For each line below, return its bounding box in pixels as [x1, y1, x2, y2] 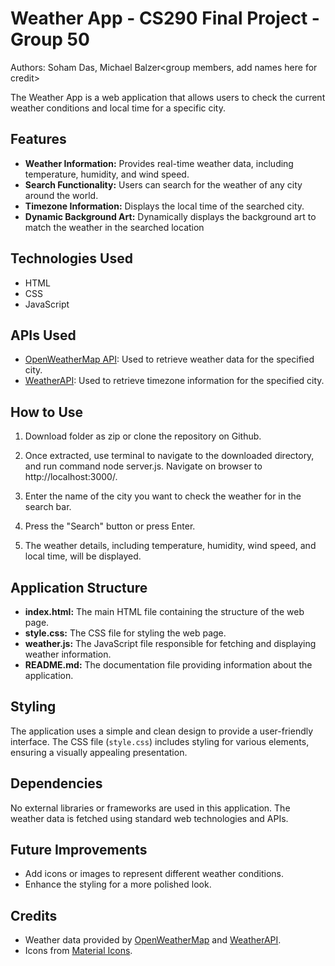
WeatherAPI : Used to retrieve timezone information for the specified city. [24, 375, 325, 387]
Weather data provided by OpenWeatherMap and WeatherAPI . [24, 934, 282, 946]
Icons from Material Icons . [24, 945, 133, 957]
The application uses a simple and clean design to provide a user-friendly [10, 725, 314, 737]
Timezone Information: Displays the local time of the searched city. [24, 200, 305, 212]
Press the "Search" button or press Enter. [24, 520, 196, 532]
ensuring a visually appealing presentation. [10, 746, 188, 758]
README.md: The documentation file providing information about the [24, 659, 313, 671]
